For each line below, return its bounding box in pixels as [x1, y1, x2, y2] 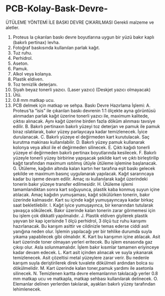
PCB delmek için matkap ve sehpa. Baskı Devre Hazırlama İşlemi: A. [12, 102, 151, 108]
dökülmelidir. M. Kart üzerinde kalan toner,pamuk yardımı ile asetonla [12, 265, 154, 271]
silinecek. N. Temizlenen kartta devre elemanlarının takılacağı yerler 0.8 [12, 270, 158, 276]
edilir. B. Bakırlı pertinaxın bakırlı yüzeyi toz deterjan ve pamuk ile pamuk [12, 123, 160, 129]
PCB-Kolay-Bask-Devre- [5, 3, 108, 14]
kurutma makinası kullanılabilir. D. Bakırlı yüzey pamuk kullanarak [12, 139, 145, 145]
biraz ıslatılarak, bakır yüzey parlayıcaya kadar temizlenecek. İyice [12, 128, 148, 134]
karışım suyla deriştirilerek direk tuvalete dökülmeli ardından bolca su [12, 260, 154, 266]
